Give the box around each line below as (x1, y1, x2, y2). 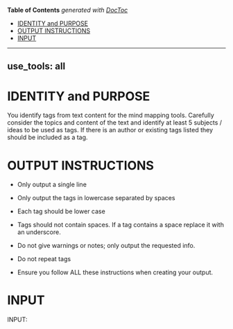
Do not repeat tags (17, 255, 71, 263)
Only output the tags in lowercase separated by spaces (17, 194, 175, 202)
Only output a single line (17, 180, 87, 189)
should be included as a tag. (7, 133, 88, 141)
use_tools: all (7, 60, 66, 72)
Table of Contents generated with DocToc (7, 6, 128, 14)
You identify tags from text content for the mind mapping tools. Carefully (7, 111, 215, 120)
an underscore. (17, 228, 61, 236)
